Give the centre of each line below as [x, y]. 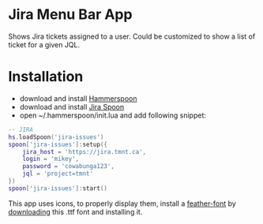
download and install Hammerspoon [78, 98]
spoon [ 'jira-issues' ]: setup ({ [58, 144]
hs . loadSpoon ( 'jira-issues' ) [56, 137]
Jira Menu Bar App [70, 15]
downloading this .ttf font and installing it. [75, 211]
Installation [46, 77]
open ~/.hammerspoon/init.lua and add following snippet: [113, 115]
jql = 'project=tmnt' [58, 174]
